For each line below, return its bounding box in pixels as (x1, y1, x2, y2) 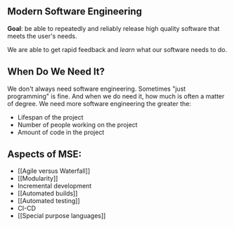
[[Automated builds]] (17, 189, 78, 197)
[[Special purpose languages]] (17, 212, 106, 220)
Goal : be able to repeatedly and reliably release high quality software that (7, 24, 220, 32)
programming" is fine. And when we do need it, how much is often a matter (7, 91, 225, 100)
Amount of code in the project (17, 128, 105, 136)
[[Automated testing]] (17, 197, 81, 205)
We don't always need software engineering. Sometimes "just (7, 84, 186, 93)
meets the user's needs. (7, 32, 77, 40)
